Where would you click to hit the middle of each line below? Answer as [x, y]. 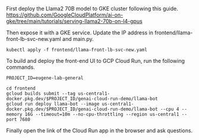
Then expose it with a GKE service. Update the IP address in [80, 33]
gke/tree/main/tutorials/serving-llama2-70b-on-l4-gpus [74, 21]
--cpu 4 [170, 109]
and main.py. [78, 39]
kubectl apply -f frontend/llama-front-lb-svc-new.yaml [77, 50]
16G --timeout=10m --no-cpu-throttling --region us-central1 [102, 114]
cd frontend [21, 88]
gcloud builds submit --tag [41, 94]
